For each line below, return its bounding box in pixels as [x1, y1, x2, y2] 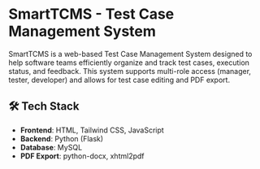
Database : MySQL [19, 142, 83, 152]
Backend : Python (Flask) [19, 133, 104, 143]
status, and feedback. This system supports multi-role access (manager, [8, 66, 252, 76]
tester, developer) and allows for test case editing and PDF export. [8, 75, 230, 84]
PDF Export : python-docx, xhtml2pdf [19, 151, 145, 161]
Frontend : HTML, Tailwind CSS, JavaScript [19, 125, 164, 135]
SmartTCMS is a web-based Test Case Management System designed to [8, 49, 253, 58]
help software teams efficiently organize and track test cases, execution [8, 58, 250, 67]
